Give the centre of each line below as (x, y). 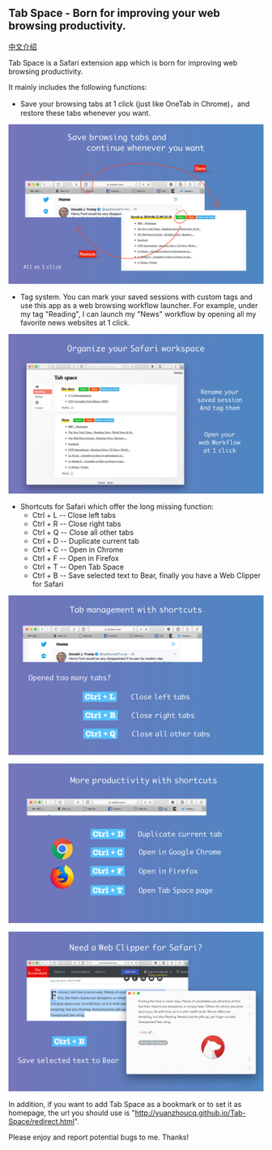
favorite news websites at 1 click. (75, 323)
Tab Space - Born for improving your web (115, 13)
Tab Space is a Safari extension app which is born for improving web (123, 62)
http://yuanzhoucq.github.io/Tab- (191, 1113)
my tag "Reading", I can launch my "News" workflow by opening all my (138, 314)
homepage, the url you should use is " (72, 1113)
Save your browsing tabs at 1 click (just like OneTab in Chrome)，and (135, 104)
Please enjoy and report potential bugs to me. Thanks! (99, 1137)
